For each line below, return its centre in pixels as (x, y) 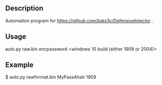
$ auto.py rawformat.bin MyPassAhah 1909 (51, 77)
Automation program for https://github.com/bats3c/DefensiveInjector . (79, 20)
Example (19, 65)
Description (24, 8)
